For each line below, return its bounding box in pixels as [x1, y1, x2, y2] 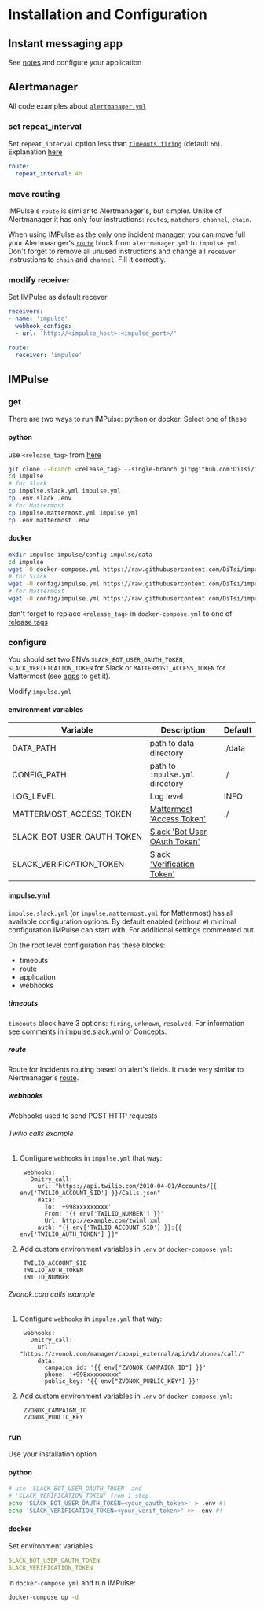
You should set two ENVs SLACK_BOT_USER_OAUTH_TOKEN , [8, 655, 185, 664]
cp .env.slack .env [8, 494, 72, 503]
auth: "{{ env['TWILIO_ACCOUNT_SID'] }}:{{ [37, 1223, 182, 1231]
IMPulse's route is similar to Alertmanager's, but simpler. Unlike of [8, 206, 222, 216]
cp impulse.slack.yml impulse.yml [8, 487, 122, 495]
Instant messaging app [8, 37, 123, 50]
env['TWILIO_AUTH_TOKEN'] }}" [19, 1230, 119, 1238]
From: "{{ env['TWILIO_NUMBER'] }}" [44, 1209, 165, 1217]
